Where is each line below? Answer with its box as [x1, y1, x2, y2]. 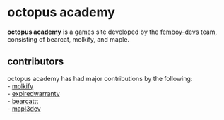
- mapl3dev [7, 104, 41, 113]
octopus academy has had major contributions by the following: [7, 74, 193, 83]
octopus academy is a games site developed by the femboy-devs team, [7, 28, 218, 36]
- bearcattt [7, 97, 39, 105]
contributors [7, 56, 64, 68]
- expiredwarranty [7, 89, 60, 97]
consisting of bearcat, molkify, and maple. [7, 35, 129, 43]
